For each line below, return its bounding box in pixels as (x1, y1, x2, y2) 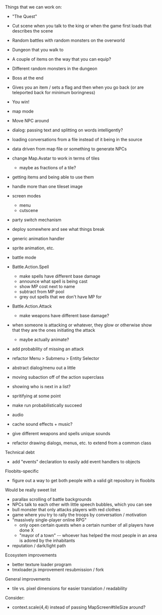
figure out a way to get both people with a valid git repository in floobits (12, 478, 155, 483)
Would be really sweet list (5, 487, 57, 493)
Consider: (5, 595, 25, 600)
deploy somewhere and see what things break (12, 227, 105, 232)
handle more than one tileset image (12, 184, 83, 189)
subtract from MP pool (19, 289, 65, 294)
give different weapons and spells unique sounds (12, 431, 111, 436)
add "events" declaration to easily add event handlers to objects (12, 459, 141, 465)
